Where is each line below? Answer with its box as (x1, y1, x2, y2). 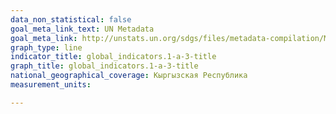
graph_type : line (10, 42, 83, 53)
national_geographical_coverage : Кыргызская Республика (10, 71, 248, 81)
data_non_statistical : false (10, 14, 132, 25)
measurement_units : (10, 80, 92, 90)
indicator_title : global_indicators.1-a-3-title (10, 52, 217, 62)
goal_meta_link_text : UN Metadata (10, 24, 155, 34)
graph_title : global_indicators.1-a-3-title (10, 61, 199, 71)
